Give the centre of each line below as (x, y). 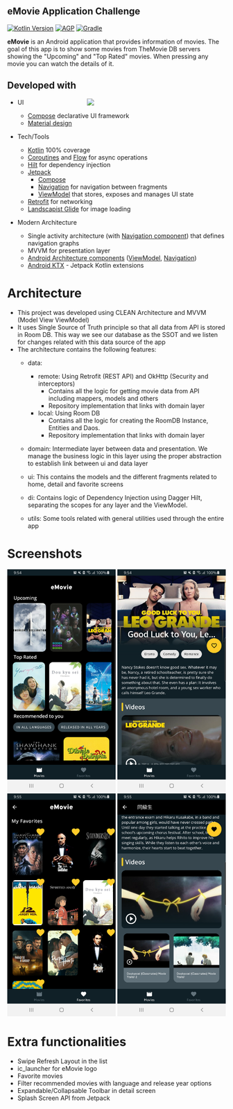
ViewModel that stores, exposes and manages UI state (116, 194)
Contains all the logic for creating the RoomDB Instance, (128, 420)
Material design (50, 123)
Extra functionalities (67, 1041)
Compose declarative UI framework (78, 115)
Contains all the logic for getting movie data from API (124, 390)
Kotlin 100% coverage (59, 150)
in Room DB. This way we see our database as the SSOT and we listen (118, 334)
